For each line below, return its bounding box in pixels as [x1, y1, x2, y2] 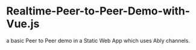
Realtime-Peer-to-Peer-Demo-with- [6, 4, 191, 18]
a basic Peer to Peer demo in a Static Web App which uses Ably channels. [6, 37, 190, 44]
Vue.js [6, 17, 40, 31]
